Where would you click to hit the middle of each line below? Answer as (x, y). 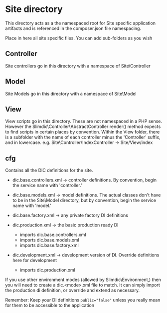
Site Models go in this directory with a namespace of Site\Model (71, 93)
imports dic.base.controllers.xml (53, 235)
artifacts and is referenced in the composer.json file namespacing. (73, 28)
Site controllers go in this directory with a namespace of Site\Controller (78, 65)
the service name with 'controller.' (47, 185)
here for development (35, 260)
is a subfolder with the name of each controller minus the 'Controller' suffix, (83, 137)
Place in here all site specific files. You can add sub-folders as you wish (79, 38)
